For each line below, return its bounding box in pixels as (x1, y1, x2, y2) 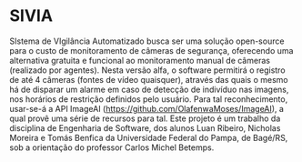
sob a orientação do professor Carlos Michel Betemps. (9, 142, 215, 153)
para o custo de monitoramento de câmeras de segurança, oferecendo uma (9, 45, 294, 56)
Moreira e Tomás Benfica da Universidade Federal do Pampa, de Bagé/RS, (9, 132, 288, 143)
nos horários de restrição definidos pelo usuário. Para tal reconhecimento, (9, 93, 288, 105)
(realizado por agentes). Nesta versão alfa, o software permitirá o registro (9, 65, 286, 76)
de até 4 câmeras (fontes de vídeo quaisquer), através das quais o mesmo (9, 74, 288, 85)
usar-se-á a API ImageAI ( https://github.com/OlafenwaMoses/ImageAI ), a (9, 103, 285, 114)
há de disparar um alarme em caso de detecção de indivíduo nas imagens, (9, 84, 289, 95)
